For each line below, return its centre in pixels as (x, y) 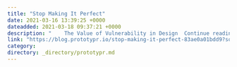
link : (15, 40)
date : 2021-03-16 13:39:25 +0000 (56, 20)
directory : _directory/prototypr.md (61, 53)
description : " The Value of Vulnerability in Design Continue (109, 33)
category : (22, 46)
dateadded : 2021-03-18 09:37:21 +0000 (64, 27)
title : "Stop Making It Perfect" (56, 14)
